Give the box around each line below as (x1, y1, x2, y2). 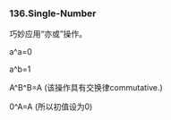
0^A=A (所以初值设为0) (9, 101, 93, 112)
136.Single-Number (9, 7, 97, 20)
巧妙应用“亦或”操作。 (9, 29, 88, 39)
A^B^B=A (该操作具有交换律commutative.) (9, 82, 163, 93)
